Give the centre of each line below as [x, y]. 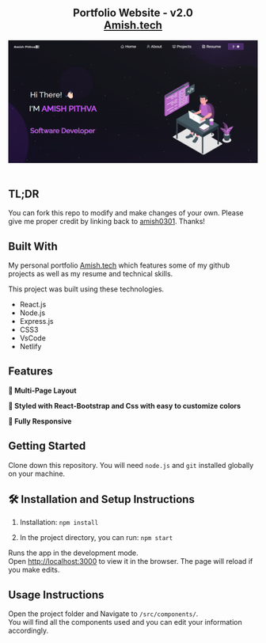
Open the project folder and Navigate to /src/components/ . [103, 614]
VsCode [32, 338]
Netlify [30, 346]
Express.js [36, 321]
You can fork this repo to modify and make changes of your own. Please [126, 213]
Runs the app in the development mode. [73, 553]
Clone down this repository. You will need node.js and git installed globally [131, 465]
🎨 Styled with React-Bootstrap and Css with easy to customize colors [125, 405]
